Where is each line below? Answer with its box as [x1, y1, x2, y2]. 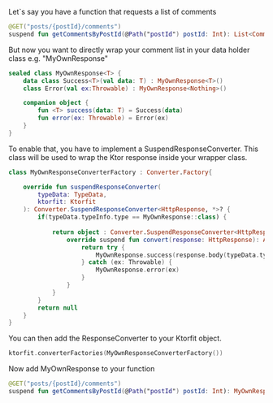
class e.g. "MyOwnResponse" [8, 53, 108, 63]
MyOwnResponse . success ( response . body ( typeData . [95, 251, 260, 259]
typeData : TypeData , [37, 190, 107, 198]
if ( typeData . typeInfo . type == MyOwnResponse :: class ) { [37, 213, 227, 222]
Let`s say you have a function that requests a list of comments [8, 7, 217, 16]
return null [37, 304, 79, 312]
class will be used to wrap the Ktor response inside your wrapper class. [8, 152, 248, 162]
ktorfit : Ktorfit [37, 198, 96, 206]
